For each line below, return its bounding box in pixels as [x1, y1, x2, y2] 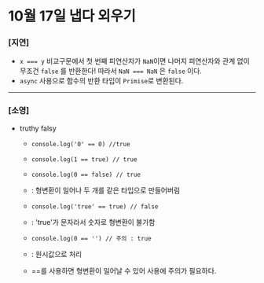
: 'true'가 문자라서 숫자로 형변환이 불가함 [31, 217, 156, 226]
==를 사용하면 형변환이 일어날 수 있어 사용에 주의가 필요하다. [31, 266, 217, 275]
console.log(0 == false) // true [31, 171, 141, 178]
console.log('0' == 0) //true [31, 140, 131, 148]
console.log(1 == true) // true [31, 155, 137, 164]
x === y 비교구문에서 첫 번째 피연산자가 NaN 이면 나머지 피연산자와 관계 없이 [19, 57, 250, 66]
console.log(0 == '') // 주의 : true [31, 234, 152, 242]
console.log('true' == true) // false [31, 202, 159, 211]
